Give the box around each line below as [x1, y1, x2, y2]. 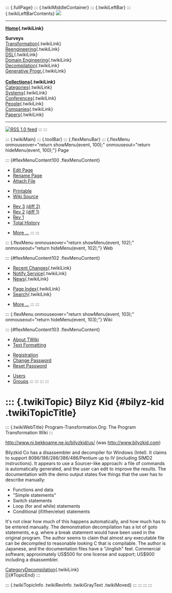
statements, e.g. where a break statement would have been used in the [5, 529, 155, 535]
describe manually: [5, 476, 46, 483]
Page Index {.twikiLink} [12, 286, 60, 292]
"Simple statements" [12, 492, 56, 498]
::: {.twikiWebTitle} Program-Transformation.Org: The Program [5, 424, 136, 430]
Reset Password [12, 363, 47, 369]
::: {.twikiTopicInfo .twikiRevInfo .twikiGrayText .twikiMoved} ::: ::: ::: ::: [5, 582, 153, 588]
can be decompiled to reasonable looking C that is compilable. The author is [5, 540, 166, 546]
